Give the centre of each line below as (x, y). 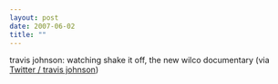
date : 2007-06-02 (42, 26)
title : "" (28, 34)
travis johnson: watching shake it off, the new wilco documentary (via (140, 61)
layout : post (34, 18)
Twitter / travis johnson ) (54, 70)
